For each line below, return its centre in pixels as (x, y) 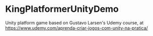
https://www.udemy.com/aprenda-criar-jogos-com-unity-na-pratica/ (77, 28)
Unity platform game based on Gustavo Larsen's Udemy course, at (74, 23)
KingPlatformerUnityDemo (62, 9)
